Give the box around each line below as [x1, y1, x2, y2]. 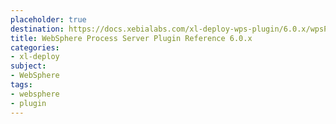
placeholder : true [10, 14, 87, 25]
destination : [10, 24, 65, 34]
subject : [10, 61, 47, 71]
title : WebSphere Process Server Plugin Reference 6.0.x [10, 33, 253, 43]
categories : [10, 42, 60, 53]
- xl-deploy [10, 52, 60, 62]
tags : [10, 80, 33, 90]
